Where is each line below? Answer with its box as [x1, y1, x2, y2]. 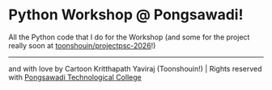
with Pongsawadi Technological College [8, 72, 142, 82]
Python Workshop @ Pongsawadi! [8, 6, 244, 24]
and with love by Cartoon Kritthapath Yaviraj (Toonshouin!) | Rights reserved [8, 63, 262, 73]
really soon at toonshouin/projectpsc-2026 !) [8, 40, 156, 50]
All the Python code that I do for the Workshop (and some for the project [8, 32, 250, 42]
